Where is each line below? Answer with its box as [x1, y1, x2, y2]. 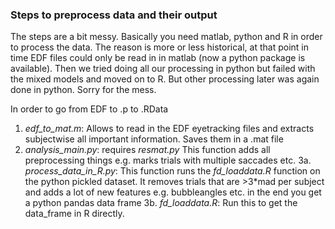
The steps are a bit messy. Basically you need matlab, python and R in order [10, 31, 323, 43]
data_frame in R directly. [24, 208, 125, 220]
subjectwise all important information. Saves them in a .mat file [24, 133, 284, 145]
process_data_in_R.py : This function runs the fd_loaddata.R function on [24, 165, 321, 177]
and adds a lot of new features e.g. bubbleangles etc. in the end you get [24, 186, 322, 198]
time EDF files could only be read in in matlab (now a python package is [10, 52, 306, 64]
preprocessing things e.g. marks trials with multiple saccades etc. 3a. [24, 154, 312, 167]
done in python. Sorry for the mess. [10, 84, 157, 96]
